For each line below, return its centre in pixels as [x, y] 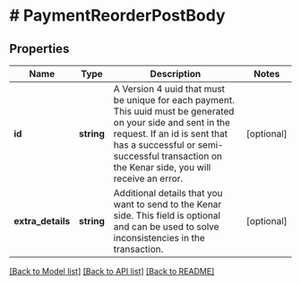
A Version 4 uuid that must [169, 89]
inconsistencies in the [159, 238]
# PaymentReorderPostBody [117, 16]
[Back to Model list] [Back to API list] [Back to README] [112, 271]
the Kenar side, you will [162, 167]
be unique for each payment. [174, 100]
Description [176, 74]
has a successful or [155, 145]
